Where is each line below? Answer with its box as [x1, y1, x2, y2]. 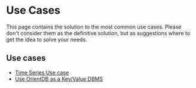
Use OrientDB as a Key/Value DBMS [14, 75, 103, 82]
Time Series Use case [14, 69, 69, 76]
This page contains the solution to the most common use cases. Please [6, 23, 182, 30]
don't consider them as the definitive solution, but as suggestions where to [6, 29, 191, 36]
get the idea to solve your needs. [6, 36, 88, 43]
